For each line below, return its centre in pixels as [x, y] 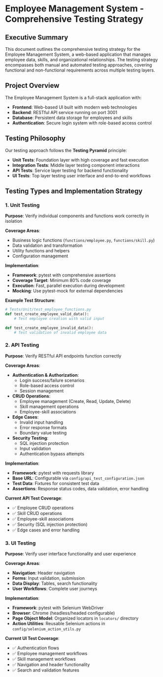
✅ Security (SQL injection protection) [50, 524]
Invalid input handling [41, 422]
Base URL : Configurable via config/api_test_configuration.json [78, 478]
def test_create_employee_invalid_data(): [49, 328]
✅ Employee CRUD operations [43, 508]
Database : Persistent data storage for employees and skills [72, 118]
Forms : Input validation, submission [49, 578]
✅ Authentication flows [35, 648]
